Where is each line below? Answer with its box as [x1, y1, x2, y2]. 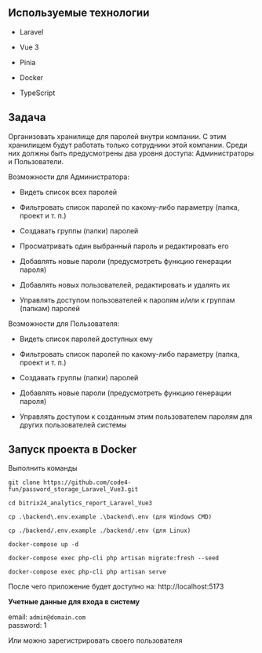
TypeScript [19, 88, 56, 97]
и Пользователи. [8, 156, 64, 166]
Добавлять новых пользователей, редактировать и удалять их [19, 280, 231, 289]
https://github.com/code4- [42, 479, 132, 486]
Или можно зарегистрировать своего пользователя [8, 636, 183, 645]
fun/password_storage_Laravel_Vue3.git [8, 486, 139, 493]
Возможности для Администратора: [8, 172, 130, 182]
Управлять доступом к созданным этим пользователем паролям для [19, 412, 253, 421]
